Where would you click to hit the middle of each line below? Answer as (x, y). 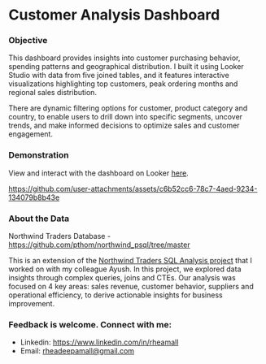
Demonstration (39, 155)
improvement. (32, 304)
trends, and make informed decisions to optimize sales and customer (124, 126)
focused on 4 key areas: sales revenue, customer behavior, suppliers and (131, 287)
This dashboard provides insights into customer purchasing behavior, (124, 58)
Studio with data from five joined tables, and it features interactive (119, 76)
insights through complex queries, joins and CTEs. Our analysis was (122, 278)
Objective (28, 41)
